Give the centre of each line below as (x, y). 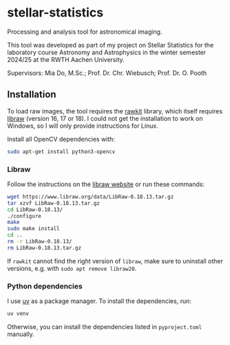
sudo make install (33, 229)
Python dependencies (45, 286)
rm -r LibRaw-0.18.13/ (40, 242)
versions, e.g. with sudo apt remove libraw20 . (72, 268)
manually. (21, 334)
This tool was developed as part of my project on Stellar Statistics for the (111, 45)
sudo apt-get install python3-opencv (61, 152)
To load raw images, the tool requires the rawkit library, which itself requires (115, 111)
